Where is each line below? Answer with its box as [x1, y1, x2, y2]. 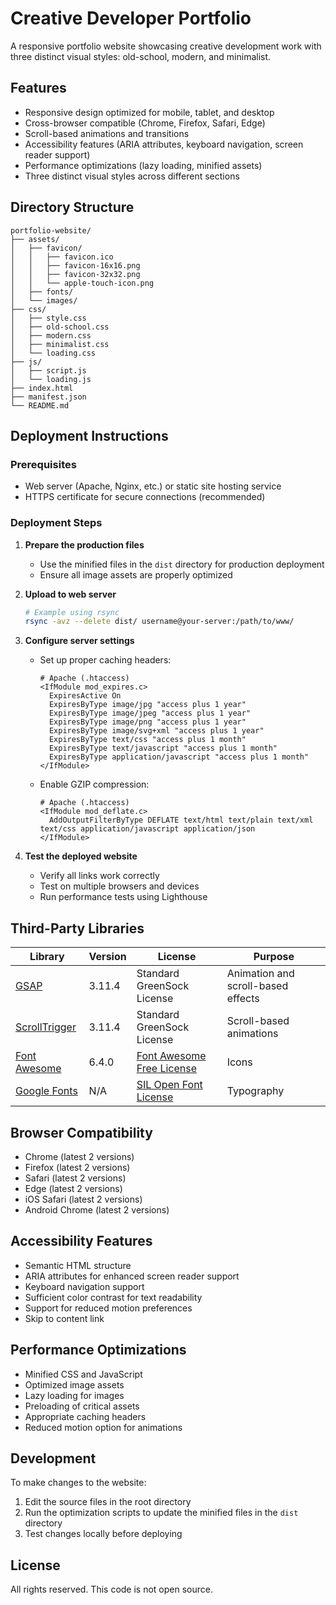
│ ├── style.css [10, 313, 87, 323]
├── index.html [10, 383, 74, 393]
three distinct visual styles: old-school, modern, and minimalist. [10, 50, 272, 62]
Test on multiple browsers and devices [39, 880, 200, 892]
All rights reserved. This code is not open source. [10, 1583, 213, 1596]
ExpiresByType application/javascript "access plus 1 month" [48, 752, 310, 762]
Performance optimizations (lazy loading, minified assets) [24, 159, 263, 171]
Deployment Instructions [10, 427, 169, 444]
